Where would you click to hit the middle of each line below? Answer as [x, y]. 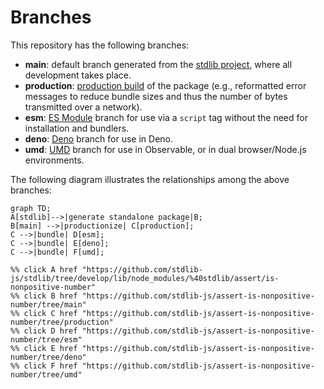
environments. [54, 160]
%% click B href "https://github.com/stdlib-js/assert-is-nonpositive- [162, 296]
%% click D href [44, 331]
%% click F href [44, 366]
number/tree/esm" [46, 339]
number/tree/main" [48, 304]
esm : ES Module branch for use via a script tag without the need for [166, 117]
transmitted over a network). [83, 107]
